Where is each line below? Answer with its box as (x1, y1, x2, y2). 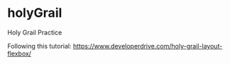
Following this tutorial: (7, 41, 72, 50)
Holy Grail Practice (7, 28, 62, 37)
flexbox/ (7, 49, 32, 58)
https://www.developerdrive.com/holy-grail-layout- (72, 41, 223, 50)
